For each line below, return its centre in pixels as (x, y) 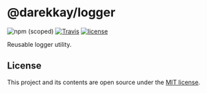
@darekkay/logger (61, 13)
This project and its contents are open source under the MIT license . (104, 82)
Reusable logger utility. (39, 44)
